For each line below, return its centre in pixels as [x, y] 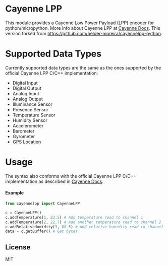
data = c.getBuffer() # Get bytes [42, 231]
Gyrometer [24, 136]
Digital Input [25, 83]
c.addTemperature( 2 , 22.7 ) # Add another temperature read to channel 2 [83, 222]
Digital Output [27, 88]
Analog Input [26, 93]
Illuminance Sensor [33, 104]
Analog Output [27, 99]
